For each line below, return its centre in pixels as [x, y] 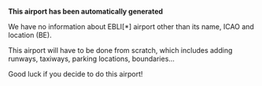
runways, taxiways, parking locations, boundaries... [92, 59]
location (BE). [30, 35]
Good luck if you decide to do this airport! [76, 74]
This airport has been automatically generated [86, 11]
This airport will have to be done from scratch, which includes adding [120, 50]
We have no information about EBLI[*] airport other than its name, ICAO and [131, 26]
